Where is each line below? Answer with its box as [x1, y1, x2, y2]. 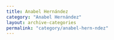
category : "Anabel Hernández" [6, 14, 82, 20]
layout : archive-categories [6, 19, 77, 25]
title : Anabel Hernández [6, 8, 68, 15]
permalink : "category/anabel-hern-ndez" [6, 25, 109, 31]
